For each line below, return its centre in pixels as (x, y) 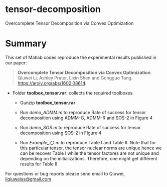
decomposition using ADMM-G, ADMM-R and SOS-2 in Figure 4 (86, 118)
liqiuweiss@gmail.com (28, 179)
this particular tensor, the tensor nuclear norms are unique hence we (91, 148)
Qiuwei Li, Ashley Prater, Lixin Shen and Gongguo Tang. (75, 78)
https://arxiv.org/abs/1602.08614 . (52, 83)
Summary (26, 43)
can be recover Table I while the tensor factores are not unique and (89, 153)
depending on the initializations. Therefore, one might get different (89, 158)
